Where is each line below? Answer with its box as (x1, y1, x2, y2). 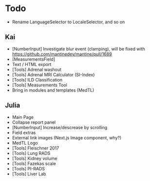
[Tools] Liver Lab (12, 171, 46, 177)
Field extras (12, 130, 36, 135)
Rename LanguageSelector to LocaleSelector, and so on (12, 19, 125, 25)
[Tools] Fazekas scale (12, 161, 56, 166)
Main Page (12, 114, 34, 120)
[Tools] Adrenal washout (12, 66, 62, 72)
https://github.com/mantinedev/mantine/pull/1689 (12, 51, 112, 57)
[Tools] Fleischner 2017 (12, 145, 59, 151)
